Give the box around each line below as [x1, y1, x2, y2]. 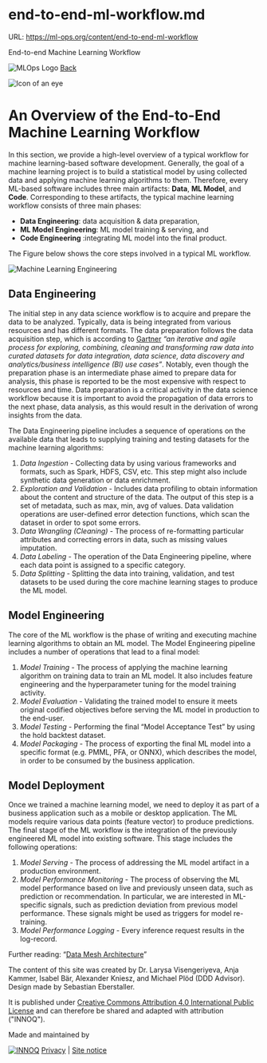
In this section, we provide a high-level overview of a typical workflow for [8, 149, 249, 159]
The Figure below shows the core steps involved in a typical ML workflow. [8, 248, 251, 258]
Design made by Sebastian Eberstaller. [8, 982, 135, 992]
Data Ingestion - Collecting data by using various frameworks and [19, 458, 237, 468]
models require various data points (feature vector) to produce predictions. [8, 817, 254, 827]
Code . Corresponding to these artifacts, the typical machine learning [8, 192, 234, 201]
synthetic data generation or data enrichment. [19, 475, 171, 485]
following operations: [8, 843, 78, 852]
